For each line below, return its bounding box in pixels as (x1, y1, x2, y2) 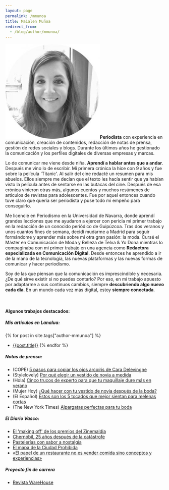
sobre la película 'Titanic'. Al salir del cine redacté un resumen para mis (5, 171, 153, 177)
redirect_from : (5, 24, 37, 29)
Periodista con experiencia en (100, 134, 163, 140)
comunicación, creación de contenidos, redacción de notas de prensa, (5, 139, 152, 146)
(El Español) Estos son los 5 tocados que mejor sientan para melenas (12, 393, 156, 399)
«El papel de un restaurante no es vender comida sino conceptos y (12, 450, 152, 456)
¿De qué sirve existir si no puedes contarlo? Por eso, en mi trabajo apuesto (5, 276, 161, 282)
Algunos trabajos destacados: (5, 308, 70, 314)
